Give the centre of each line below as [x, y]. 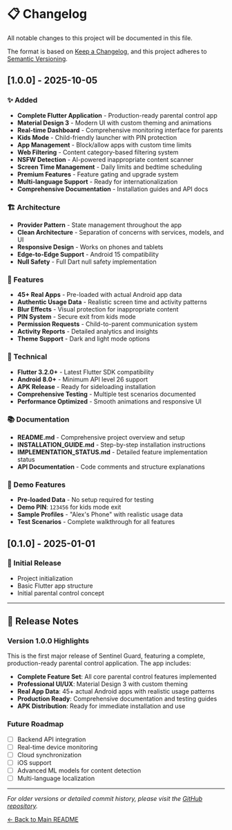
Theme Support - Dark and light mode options [84, 339]
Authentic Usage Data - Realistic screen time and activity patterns [112, 302]
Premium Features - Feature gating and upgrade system [98, 174]
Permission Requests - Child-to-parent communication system [107, 324]
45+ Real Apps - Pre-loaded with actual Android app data [99, 295]
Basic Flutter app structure [55, 586]
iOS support [34, 762]
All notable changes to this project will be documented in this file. [100, 38]
